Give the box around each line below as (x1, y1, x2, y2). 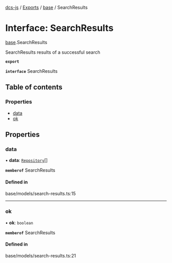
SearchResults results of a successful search (5, 49, 101, 55)
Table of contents (5, 83, 62, 92)
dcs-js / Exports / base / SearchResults (5, 5, 88, 10)
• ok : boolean (5, 219, 33, 226)
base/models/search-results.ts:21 (5, 253, 76, 259)
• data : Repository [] (5, 157, 48, 164)
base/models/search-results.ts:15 (5, 190, 76, 196)
